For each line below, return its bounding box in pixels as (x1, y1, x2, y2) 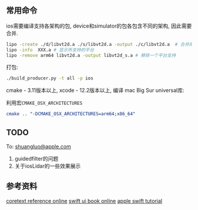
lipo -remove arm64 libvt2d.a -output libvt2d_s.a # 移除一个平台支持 (6, 52, 176, 58)
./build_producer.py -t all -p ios (6, 75, 94, 81)
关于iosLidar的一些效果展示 (14, 162, 81, 169)
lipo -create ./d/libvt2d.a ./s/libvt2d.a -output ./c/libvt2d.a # (6, 41, 178, 47)
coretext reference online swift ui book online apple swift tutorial (6, 197, 163, 204)
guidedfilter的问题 (14, 155, 59, 162)
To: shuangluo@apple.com (6, 143, 71, 150)
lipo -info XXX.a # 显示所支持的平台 (6, 46, 94, 53)
